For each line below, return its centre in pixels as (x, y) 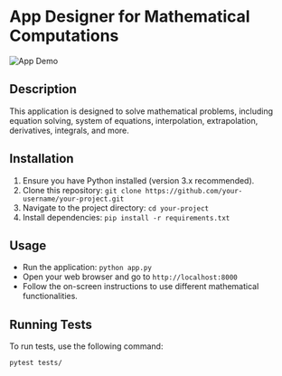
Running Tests (51, 324)
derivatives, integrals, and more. (69, 130)
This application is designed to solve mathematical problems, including (141, 111)
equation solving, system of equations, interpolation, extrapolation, (134, 120)
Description (43, 89)
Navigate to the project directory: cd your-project (116, 207)
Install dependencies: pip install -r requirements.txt (126, 217)
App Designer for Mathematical (130, 17)
